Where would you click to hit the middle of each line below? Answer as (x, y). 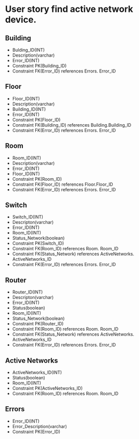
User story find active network (69, 9)
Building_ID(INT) (29, 109)
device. (21, 20)
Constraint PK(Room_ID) (37, 179)
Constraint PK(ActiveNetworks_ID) (47, 388)
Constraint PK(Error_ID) (36, 432)
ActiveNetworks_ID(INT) (37, 372)
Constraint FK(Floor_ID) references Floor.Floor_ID (63, 184)
